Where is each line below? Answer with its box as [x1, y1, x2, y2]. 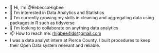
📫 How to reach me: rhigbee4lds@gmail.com [9, 30, 102, 36]
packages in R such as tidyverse [9, 20, 75, 26]
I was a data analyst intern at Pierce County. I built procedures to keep [9, 38, 151, 43]
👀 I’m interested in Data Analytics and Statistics [9, 10, 105, 15]
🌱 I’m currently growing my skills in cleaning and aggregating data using [9, 15, 154, 20]
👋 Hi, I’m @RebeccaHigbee [9, 5, 64, 10]
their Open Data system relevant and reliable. [9, 42, 101, 48]
